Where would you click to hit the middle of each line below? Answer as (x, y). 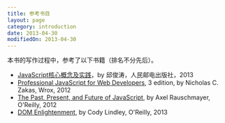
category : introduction (42, 26)
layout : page (26, 20)
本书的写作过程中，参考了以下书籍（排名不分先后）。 (82, 60)
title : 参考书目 (29, 14)
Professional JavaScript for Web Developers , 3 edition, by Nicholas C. (118, 83)
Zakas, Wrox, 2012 (44, 90)
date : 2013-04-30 (32, 33)
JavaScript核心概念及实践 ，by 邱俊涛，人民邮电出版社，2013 (105, 75)
